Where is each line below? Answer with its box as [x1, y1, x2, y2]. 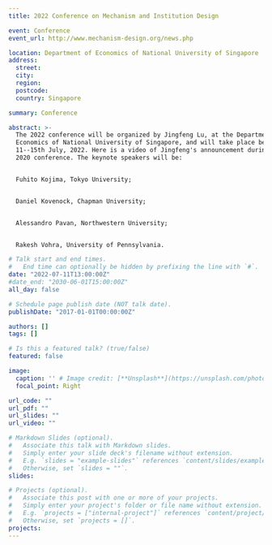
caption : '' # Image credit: [15, 374, 114, 383]
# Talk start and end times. [8, 255, 107, 264]
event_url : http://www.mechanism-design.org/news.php [8, 34, 194, 42]
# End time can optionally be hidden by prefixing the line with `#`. [8, 263, 259, 271]
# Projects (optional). [8, 487, 89, 495]
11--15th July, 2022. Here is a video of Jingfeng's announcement [15, 146, 244, 154]
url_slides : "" [8, 412, 60, 420]
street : [15, 64, 42, 72]
